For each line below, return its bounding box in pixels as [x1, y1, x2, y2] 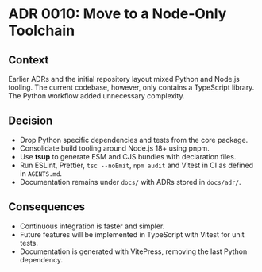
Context [8, 53, 49, 67]
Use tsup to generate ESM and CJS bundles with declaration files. [19, 151, 237, 161]
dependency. [19, 255, 64, 264]
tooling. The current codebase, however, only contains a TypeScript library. [8, 82, 255, 92]
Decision [8, 114, 53, 128]
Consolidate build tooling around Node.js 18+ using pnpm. [19, 144, 210, 153]
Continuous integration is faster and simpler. [19, 221, 165, 231]
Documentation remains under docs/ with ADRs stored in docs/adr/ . [19, 177, 241, 186]
